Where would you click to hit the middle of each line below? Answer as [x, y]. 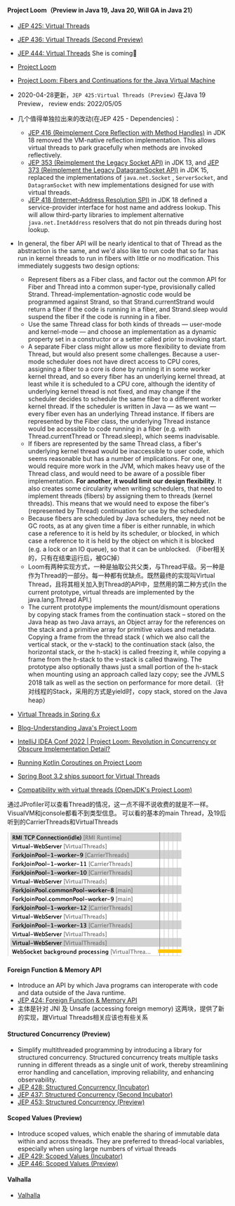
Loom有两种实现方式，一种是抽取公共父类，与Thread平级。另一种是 [126, 567]
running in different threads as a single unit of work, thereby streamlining [123, 1065]
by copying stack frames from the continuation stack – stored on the [127, 615]
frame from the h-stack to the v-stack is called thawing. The [115, 659]
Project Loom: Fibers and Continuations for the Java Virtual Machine [116, 81]
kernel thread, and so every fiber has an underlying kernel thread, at [127, 377]
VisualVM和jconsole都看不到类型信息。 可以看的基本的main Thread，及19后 [117, 813]
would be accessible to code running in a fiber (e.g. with [109, 429]
